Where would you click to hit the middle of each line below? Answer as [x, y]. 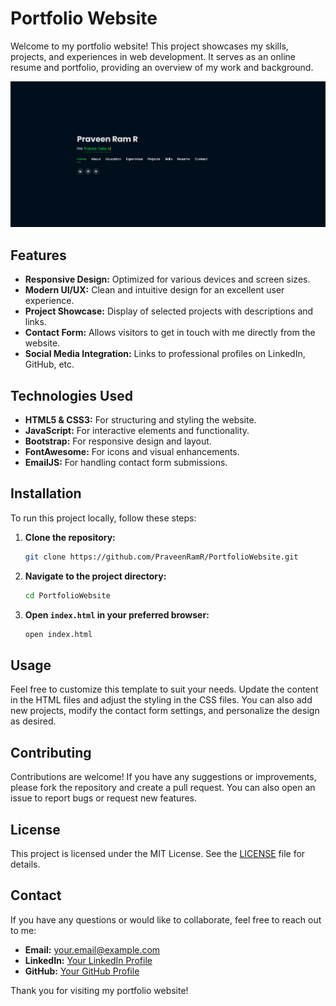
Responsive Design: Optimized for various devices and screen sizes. [167, 279]
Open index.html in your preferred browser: [117, 614]
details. [25, 864]
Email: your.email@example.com [92, 949]
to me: [23, 930]
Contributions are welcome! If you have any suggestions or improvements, [163, 777]
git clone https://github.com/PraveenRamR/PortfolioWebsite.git [161, 557]
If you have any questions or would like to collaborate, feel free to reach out [166, 919]
